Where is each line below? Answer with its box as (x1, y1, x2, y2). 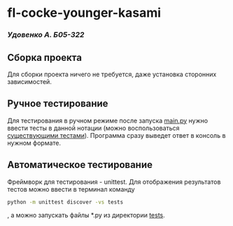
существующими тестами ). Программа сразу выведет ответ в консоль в (7, 131, 226, 139)
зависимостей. (7, 77, 52, 85)
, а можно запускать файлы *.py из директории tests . (7, 211, 166, 220)
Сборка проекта (7, 51, 83, 64)
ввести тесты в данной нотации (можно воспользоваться (7, 124, 180, 132)
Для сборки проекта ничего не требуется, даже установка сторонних (7, 70, 217, 78)
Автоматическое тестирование (7, 159, 153, 171)
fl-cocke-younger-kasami (7, 5, 162, 21)
